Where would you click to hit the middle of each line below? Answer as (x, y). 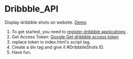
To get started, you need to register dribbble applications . (70, 31)
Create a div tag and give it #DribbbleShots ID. (58, 47)
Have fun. (21, 52)
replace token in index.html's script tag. (51, 42)
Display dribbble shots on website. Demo (46, 22)
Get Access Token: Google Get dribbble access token (65, 37)
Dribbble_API (32, 9)
